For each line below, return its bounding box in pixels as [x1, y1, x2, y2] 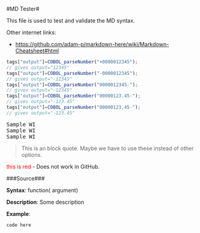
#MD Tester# [6, 5, 40, 12]
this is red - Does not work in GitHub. [6, 163, 100, 170]
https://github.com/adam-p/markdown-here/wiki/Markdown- [15, 41, 169, 48]
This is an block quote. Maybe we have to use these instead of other [21, 145, 194, 152]
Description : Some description [6, 198, 84, 206]
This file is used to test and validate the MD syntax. [6, 17, 135, 24]
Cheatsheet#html [15, 47, 59, 54]
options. [21, 151, 42, 158]
